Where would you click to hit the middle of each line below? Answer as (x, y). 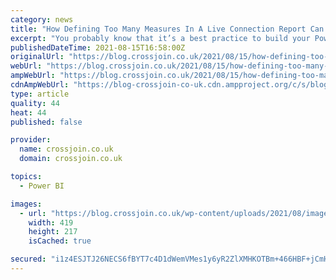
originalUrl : (37, 57)
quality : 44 (35, 103)
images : (26, 204)
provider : (31, 140)
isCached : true (60, 241)
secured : (28, 259)
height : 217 (53, 232)
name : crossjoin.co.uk (66, 149)
